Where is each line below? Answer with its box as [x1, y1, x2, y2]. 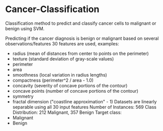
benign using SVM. [5, 25, 45, 31]
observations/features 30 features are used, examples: [5, 40, 119, 46]
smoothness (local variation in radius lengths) [12, 72, 107, 78]
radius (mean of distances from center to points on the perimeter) [12, 50, 149, 56]
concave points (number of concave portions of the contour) [12, 88, 138, 94]
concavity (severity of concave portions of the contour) [12, 82, 128, 89]
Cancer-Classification [5, 4, 100, 15]
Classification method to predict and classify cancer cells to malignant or [5, 20, 156, 26]
